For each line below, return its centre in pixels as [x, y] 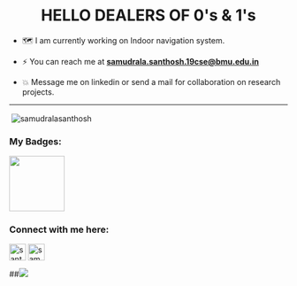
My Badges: [35, 141]
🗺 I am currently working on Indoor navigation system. [123, 40]
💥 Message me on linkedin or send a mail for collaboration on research [151, 81]
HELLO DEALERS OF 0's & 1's [148, 15]
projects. [38, 92]
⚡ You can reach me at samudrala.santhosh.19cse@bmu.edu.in [140, 61]
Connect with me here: [59, 229]
